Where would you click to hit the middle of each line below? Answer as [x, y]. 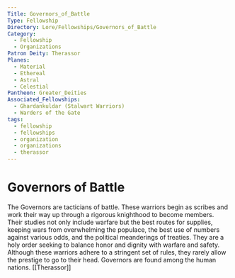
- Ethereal [30, 73]
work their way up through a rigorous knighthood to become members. [111, 214]
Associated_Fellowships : [44, 100]
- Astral [27, 80]
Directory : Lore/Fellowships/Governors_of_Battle [82, 27]
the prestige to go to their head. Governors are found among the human [112, 260]
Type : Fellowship [33, 21]
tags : [15, 119]
